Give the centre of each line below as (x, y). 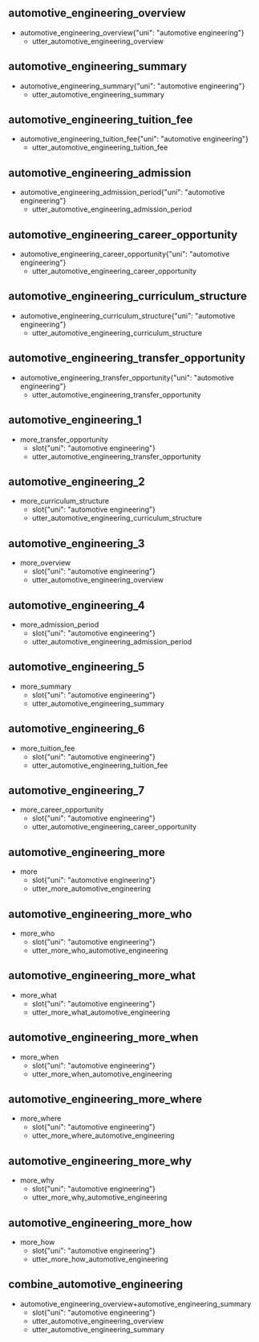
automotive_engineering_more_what (102, 976)
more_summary (46, 686)
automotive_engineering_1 (75, 420)
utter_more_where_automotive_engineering (103, 1136)
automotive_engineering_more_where (105, 1099)
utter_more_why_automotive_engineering (99, 1197)
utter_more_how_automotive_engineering (100, 1259)
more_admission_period (59, 624)
